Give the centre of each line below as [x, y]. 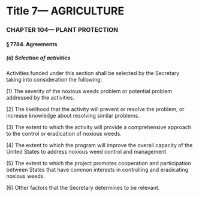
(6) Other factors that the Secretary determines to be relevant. [83, 187]
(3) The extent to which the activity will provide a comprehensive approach [99, 127]
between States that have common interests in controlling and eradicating [97, 169]
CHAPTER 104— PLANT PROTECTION [62, 30]
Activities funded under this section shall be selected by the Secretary [93, 73]
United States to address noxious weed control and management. [87, 151]
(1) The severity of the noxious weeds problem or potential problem [89, 91]
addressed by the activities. [40, 97]
